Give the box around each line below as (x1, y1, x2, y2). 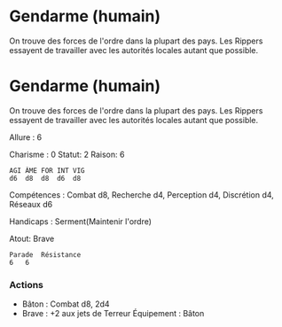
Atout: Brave (9, 233, 55, 244)
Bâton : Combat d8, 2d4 (21, 299, 110, 309)
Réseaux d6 (9, 199, 53, 209)
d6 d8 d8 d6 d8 (9, 174, 82, 183)
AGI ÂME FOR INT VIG (9, 166, 86, 175)
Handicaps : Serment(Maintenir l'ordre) (9, 215, 153, 227)
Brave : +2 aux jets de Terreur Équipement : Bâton (21, 308, 205, 319)
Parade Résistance (9, 250, 82, 259)
